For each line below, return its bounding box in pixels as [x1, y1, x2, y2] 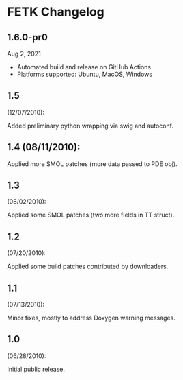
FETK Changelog [7, 4, 104, 20]
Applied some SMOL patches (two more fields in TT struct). [7, 211, 175, 219]
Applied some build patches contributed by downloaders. [7, 262, 169, 271]
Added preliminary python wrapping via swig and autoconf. [7, 121, 174, 130]
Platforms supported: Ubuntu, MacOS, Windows [16, 70, 152, 78]
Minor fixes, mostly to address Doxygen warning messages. [7, 313, 175, 322]
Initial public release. [7, 365, 66, 373]
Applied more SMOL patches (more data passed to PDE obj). [7, 159, 178, 168]
